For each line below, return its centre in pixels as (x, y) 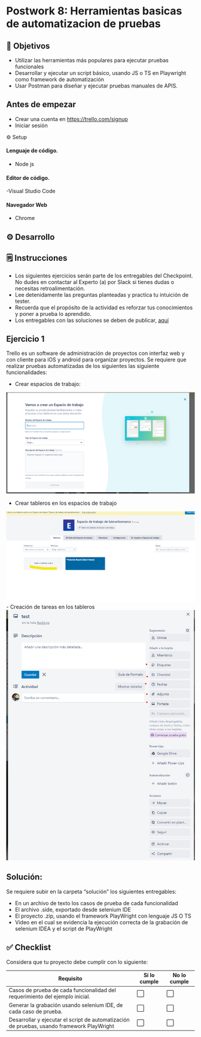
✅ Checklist (29, 947)
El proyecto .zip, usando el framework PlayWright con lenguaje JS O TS (103, 916)
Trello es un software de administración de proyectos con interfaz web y (95, 353)
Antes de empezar (41, 105)
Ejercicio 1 (25, 339)
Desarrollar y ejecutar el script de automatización (69, 1020)
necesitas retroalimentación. (50, 288)
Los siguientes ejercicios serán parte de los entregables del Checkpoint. (104, 275)
